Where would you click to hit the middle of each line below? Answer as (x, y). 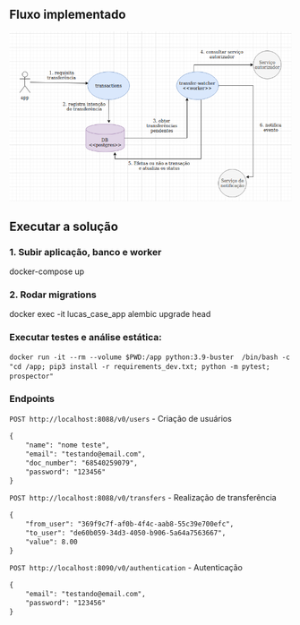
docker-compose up (47, 271)
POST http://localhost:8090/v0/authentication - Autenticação (126, 567)
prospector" (31, 377)
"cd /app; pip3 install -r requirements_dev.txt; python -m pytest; (140, 367)
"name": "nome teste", (68, 445)
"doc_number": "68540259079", (82, 463)
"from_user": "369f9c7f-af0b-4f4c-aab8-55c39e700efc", (130, 524)
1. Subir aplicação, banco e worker (86, 252)
